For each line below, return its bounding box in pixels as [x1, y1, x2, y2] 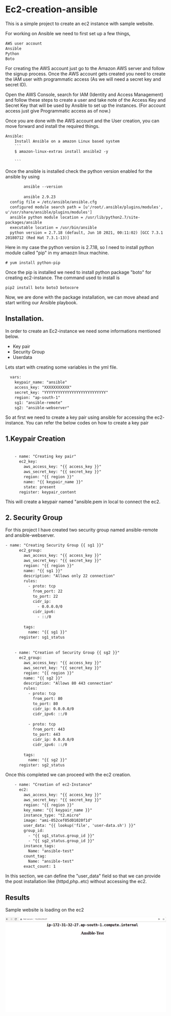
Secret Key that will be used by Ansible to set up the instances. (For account [5, 102, 166, 108]
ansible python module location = [10, 215, 83, 220]
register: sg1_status [18, 635, 65, 640]
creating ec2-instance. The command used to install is [5, 275, 120, 281]
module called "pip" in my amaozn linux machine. [5, 250, 109, 256]
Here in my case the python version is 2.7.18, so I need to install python [5, 244, 154, 250]
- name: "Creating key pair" [14, 454, 77, 459]
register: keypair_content [18, 489, 77, 494]
